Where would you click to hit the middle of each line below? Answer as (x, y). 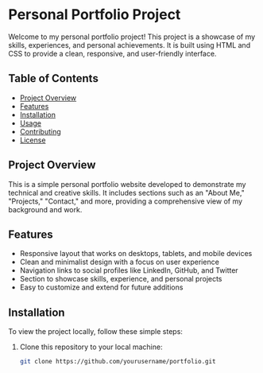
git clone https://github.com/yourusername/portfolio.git (118, 362)
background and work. (45, 209)
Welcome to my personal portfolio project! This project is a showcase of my (132, 37)
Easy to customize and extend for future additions (101, 287)
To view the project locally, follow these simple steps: (95, 332)
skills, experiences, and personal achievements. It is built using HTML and (130, 45)
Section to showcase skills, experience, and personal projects (121, 279)
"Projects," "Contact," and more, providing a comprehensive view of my (126, 201)
